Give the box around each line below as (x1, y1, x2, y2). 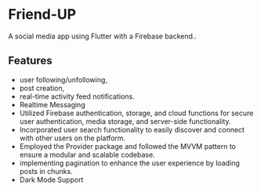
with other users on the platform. (19, 133, 126, 143)
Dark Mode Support (19, 175, 84, 184)
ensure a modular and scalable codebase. (19, 150, 155, 159)
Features (8, 54, 53, 67)
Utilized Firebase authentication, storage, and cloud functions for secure (19, 108, 254, 118)
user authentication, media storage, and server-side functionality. (19, 116, 231, 126)
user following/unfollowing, (19, 74, 108, 84)
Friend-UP (8, 5, 77, 24)
